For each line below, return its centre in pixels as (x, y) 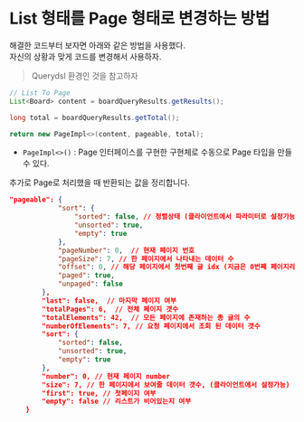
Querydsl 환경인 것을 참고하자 (85, 75)
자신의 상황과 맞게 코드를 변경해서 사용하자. (85, 56)
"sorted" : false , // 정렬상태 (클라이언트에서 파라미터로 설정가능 (185, 217)
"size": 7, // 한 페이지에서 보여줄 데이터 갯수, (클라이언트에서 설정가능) (166, 385)
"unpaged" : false (90, 284)
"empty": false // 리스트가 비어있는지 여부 (117, 402)
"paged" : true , (86, 276)
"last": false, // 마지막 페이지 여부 (109, 300)
